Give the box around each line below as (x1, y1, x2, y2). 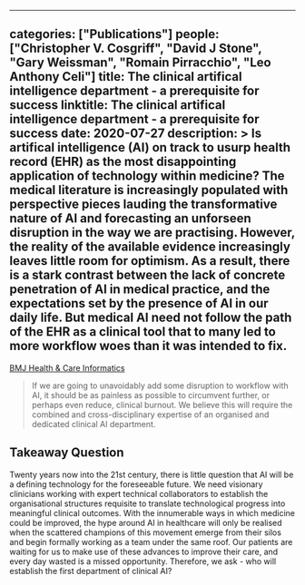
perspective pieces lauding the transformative (9, 197, 278, 212)
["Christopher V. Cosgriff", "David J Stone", (9, 41, 262, 56)
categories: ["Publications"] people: (9, 26, 220, 42)
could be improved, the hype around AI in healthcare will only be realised (9, 517, 283, 528)
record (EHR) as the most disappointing (9, 154, 237, 170)
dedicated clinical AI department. (31, 418, 156, 429)
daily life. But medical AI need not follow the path (9, 310, 292, 326)
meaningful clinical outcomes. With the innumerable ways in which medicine (9, 507, 296, 518)
